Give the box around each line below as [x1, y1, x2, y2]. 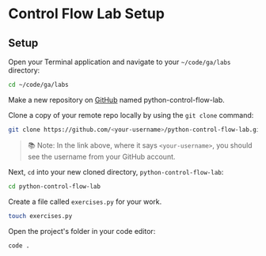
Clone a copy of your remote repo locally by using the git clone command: [8, 110, 254, 119]
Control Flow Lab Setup [8, 5, 165, 23]
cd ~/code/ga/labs [8, 81, 69, 88]
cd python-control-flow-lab [8, 183, 101, 190]
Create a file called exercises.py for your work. [8, 197, 162, 206]
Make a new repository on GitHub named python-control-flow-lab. [8, 95, 226, 104]
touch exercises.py [8, 212, 73, 220]
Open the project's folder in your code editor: [8, 226, 156, 235]
